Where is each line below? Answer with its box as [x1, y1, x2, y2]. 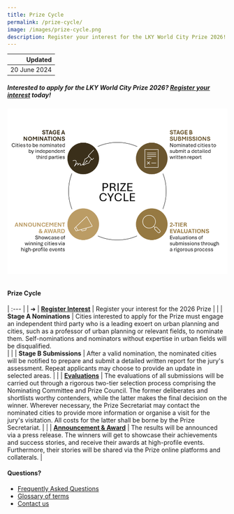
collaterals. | [7, 453, 43, 461]
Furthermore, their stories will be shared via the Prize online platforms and [7, 446, 221, 454]
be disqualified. [7, 342, 52, 350]
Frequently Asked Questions [17, 484, 99, 492]
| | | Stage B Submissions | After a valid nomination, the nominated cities [7, 349, 217, 358]
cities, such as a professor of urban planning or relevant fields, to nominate [7, 327, 224, 335]
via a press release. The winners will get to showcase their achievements [7, 430, 218, 439]
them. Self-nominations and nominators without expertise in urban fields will [7, 334, 227, 342]
